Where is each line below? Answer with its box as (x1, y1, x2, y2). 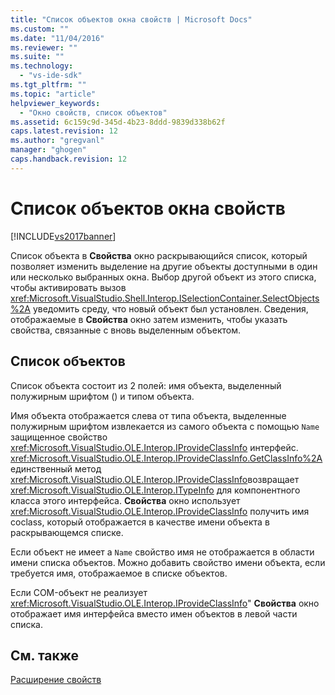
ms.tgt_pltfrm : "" (10, 80, 87, 90)
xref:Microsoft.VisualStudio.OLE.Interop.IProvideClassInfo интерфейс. (10, 441, 299, 453)
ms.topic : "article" (10, 89, 97, 99)
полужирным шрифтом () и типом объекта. (10, 390, 195, 402)
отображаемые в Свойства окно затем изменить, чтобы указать (10, 313, 288, 325)
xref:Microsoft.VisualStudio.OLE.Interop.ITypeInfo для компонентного (10, 484, 301, 496)
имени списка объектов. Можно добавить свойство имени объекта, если (10, 556, 326, 568)
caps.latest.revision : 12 (10, 126, 118, 136)
